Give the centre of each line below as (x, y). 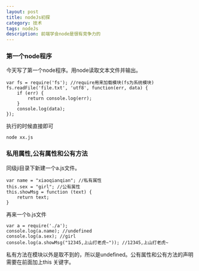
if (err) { (30, 94)
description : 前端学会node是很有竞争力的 (53, 34)
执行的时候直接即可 (30, 126)
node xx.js (20, 138)
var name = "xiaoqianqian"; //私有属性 (54, 180)
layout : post (22, 12)
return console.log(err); (60, 99)
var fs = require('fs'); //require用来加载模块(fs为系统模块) (80, 83)
